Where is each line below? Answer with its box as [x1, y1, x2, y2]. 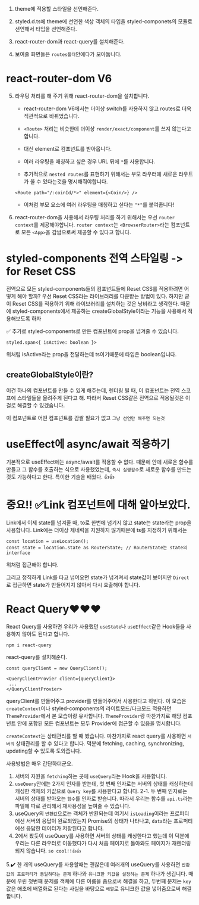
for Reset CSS [6, 265, 76, 278]
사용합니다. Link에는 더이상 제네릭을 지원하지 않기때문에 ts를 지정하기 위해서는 [6, 526, 187, 533]
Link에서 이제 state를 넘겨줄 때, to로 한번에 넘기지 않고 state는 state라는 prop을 [6, 519, 192, 526]
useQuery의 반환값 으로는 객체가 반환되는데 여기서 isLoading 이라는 [14, 810, 169, 817]
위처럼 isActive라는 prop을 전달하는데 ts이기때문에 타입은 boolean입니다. [6, 350, 177, 357]
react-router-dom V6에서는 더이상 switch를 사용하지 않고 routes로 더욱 [23, 105, 192, 112]
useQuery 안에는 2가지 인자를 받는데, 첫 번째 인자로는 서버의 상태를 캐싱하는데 [14, 780, 193, 787]
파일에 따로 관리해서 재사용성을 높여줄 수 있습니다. [14, 802, 131, 809]
